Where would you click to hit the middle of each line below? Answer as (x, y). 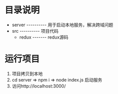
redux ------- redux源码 (44, 37)
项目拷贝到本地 (27, 73)
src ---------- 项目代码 (35, 31)
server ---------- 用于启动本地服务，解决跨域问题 (62, 25)
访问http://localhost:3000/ (39, 86)
